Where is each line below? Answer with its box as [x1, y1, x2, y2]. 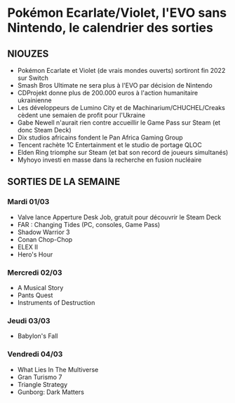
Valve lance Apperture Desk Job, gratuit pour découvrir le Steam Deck [17, 212, 222, 221]
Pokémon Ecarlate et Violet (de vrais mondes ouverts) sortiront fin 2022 [17, 67, 226, 74]
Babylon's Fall [17, 332, 58, 341]
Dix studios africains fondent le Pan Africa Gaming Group [17, 133, 184, 142]
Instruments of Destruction [17, 298, 95, 306]
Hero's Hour [17, 250, 53, 259]
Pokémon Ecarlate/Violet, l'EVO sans [7, 5, 227, 21]
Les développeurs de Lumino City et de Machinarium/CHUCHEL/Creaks [17, 104, 226, 111]
